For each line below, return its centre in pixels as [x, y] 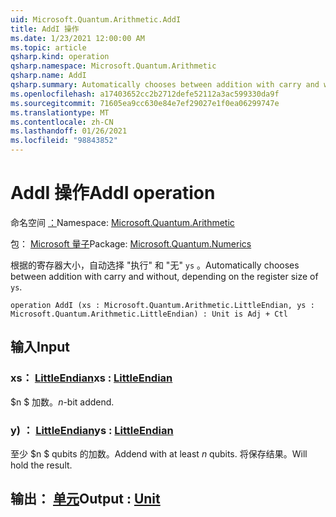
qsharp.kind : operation [60, 57]
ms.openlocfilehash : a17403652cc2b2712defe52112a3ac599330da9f [145, 94]
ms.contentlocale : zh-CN [62, 122]
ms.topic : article [48, 47]
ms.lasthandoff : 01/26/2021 [69, 131]
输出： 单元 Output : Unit [85, 499]
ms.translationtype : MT [60, 112]
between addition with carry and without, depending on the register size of [164, 276]
